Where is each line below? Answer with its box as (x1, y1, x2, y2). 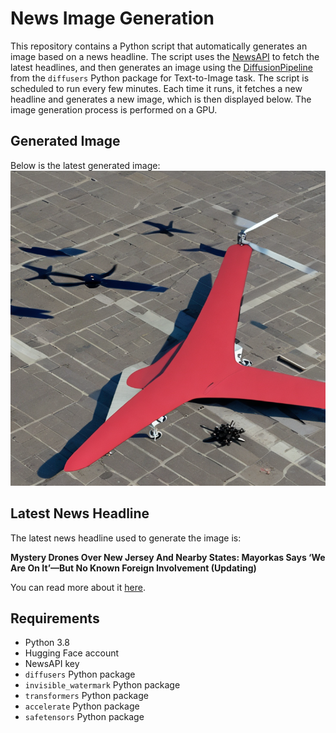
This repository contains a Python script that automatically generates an (10, 40, 308, 52)
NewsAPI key (24, 658, 80, 670)
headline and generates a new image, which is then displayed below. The (10, 93, 312, 105)
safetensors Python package (24, 711, 145, 723)
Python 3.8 (24, 637, 70, 649)
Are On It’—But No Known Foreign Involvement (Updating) (10, 562, 257, 574)
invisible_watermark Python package (24, 679, 181, 691)
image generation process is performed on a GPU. (10, 103, 218, 116)
